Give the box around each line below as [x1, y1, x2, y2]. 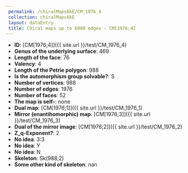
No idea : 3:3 [14, 136, 45, 143]
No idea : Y [14, 142, 41, 149]
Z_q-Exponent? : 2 [14, 130, 60, 137]
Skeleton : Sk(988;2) [14, 155, 65, 162]
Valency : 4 [14, 60, 42, 68]
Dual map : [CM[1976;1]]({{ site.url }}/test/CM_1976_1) [14, 104, 143, 111]
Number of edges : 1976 [14, 85, 73, 92]
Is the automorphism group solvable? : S [14, 73, 115, 80]
